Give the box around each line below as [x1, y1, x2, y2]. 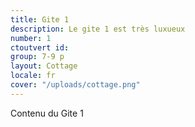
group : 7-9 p [10, 52, 65, 62]
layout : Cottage [10, 61, 78, 71]
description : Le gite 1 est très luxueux [10, 24, 186, 34]
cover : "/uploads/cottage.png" [10, 80, 141, 90]
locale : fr [10, 71, 56, 81]
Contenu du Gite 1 [10, 107, 84, 119]
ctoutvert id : [10, 42, 70, 53]
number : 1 [10, 33, 52, 43]
